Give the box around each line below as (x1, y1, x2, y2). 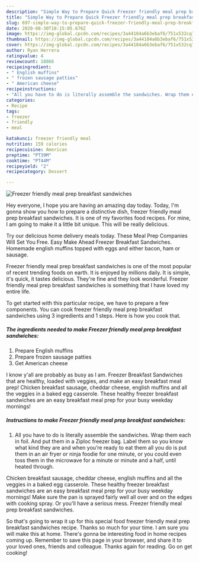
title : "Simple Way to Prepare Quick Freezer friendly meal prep (6, 14, 171, 20)
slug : (6, 20, 20, 26)
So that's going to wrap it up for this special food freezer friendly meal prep (6, 518, 191, 525)
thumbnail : (6, 36, 33, 42)
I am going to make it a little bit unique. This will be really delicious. (6, 221, 169, 228)
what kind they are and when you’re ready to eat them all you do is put (14, 444, 187, 451)
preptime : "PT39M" (6, 152, 52, 158)
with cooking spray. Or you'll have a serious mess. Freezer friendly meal (6, 500, 182, 507)
